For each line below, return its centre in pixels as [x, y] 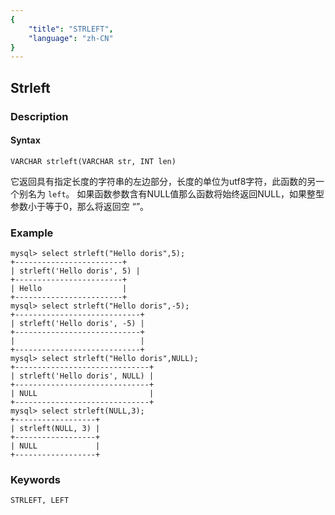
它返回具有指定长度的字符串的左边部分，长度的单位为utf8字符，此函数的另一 [167, 181]
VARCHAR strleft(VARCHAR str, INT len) [93, 161]
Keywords [35, 479]
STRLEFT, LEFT [40, 501]
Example [32, 233]
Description [39, 116]
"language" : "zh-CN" [71, 38]
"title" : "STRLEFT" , [71, 29]
